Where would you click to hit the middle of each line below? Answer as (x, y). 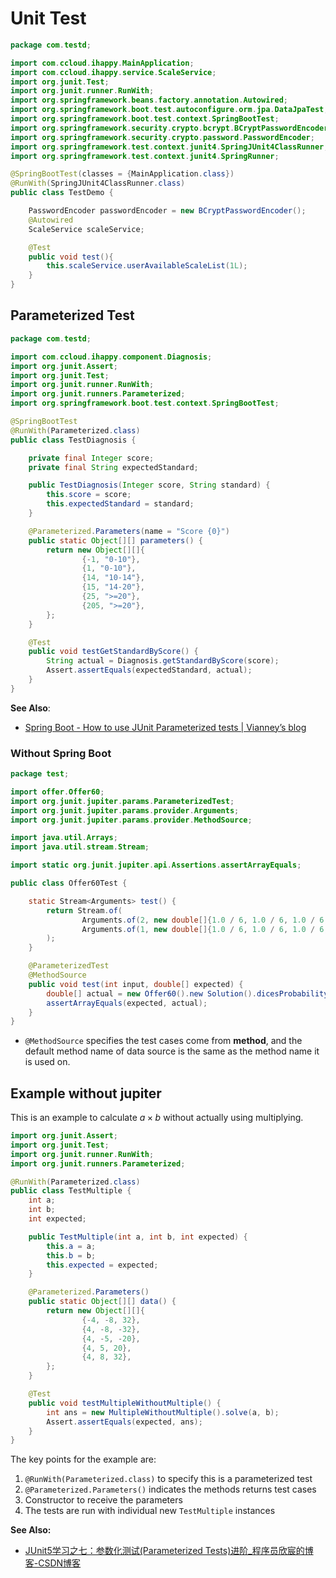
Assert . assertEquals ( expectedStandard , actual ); (149, 670)
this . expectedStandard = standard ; (120, 504)
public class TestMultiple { (71, 1191)
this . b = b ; (71, 1255)
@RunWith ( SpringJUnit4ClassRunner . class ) (98, 183)
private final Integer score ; (91, 458)
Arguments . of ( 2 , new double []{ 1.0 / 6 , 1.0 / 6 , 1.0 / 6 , (205, 920)
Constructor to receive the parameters (103, 1500)
